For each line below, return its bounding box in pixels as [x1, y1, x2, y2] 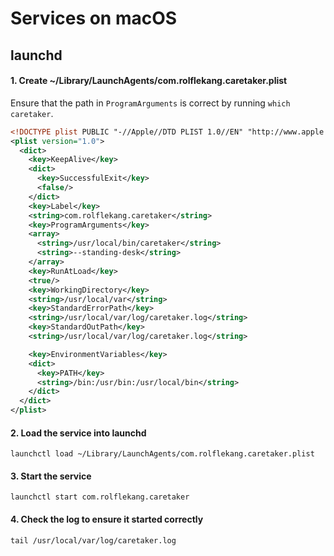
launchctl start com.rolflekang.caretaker [10, 492, 190, 502]
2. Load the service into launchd [10, 427, 147, 439]
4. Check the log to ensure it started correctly [10, 513, 204, 526]
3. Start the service [10, 470, 92, 482]
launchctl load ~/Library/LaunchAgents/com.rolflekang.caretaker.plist [10, 449, 315, 459]
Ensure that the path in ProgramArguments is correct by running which [10, 97, 291, 109]
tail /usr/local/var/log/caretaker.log [10, 535, 177, 546]
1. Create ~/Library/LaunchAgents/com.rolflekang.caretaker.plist [10, 75, 288, 87]
